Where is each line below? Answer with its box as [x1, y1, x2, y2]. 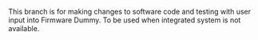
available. [8, 24, 40, 33]
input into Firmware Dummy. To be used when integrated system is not [8, 15, 241, 25]
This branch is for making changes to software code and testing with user [8, 7, 252, 16]
